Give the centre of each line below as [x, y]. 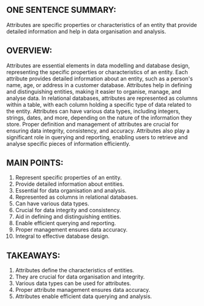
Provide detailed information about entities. [70, 184]
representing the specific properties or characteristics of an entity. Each [97, 72]
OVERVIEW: [29, 51]
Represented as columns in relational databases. [76, 197]
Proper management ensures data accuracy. [71, 230]
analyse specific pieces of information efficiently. [68, 143]
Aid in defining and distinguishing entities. [68, 216]
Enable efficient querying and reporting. [66, 223]
